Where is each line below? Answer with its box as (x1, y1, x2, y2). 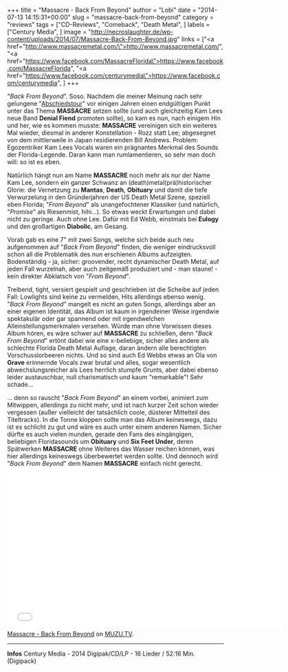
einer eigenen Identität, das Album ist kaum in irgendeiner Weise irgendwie (7, 307, 220, 315)
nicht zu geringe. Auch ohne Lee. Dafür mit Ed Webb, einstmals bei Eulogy (7, 215, 219, 223)
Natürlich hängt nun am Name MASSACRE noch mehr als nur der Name (7, 171, 211, 179)
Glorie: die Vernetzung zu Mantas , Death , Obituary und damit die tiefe (7, 186, 208, 194)
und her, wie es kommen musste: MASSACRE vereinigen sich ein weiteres (7, 122, 217, 129)
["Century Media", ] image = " (7, 27, 91, 36)
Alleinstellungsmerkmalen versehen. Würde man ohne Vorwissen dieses (7, 322, 212, 330)
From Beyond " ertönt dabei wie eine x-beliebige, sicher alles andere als (7, 337, 210, 344)
